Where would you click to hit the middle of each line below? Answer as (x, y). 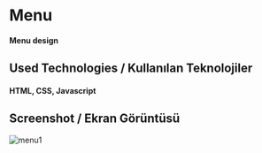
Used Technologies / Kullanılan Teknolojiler (131, 69)
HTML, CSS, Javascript (53, 90)
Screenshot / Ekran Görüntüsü (95, 119)
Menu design (34, 40)
